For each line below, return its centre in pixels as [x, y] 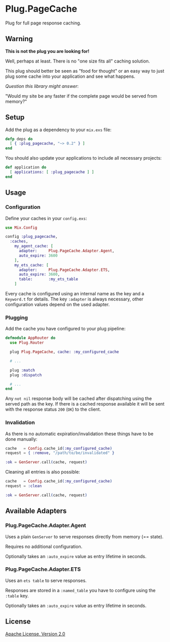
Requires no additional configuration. [44, 546]
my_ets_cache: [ [32, 265]
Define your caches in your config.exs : [46, 218]
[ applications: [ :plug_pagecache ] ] [52, 172]
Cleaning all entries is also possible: [43, 472]
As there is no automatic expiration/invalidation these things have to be [79, 434]
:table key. [17, 596]
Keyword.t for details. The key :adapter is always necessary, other [74, 299]
